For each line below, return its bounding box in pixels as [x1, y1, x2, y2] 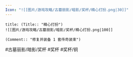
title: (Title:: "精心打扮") [5, 22, 63, 27]
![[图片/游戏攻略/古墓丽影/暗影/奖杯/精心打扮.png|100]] [5, 27, 113, 32]
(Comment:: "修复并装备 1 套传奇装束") [5, 37, 81, 42]
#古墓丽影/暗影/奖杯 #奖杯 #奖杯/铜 [5, 46, 78, 52]
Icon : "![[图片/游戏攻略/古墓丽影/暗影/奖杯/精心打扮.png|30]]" [5, 7, 129, 12]
